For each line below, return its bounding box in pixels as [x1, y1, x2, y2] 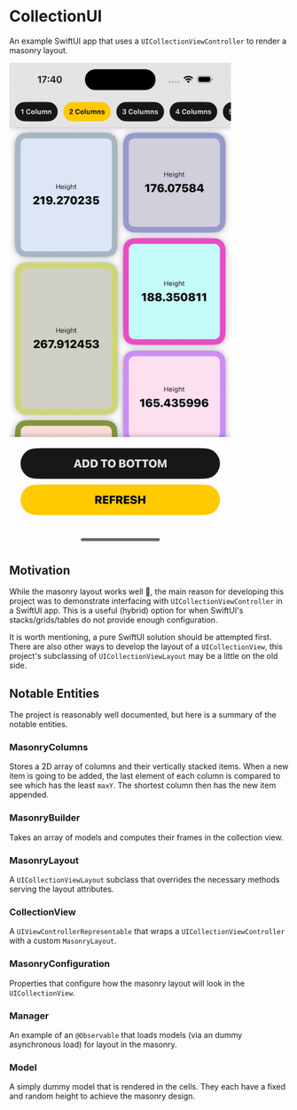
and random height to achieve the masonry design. [9, 1090, 196, 1102]
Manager [9, 1010, 50, 1022]
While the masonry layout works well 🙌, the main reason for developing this [9, 586, 285, 597]
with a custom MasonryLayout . [9, 935, 117, 947]
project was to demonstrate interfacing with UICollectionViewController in [9, 596, 283, 607]
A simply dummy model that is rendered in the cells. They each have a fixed [9, 1082, 286, 1092]
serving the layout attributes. [9, 884, 114, 894]
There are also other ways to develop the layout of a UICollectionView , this [9, 641, 284, 652]
